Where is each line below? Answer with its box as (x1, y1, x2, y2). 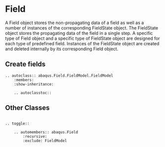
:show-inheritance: (14, 82, 54, 87)
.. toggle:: (5, 121, 30, 126)
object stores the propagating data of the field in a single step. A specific (5, 30, 153, 36)
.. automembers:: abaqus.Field (14, 129, 78, 135)
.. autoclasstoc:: (14, 90, 52, 95)
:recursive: (23, 134, 48, 139)
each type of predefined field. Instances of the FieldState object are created (5, 40, 160, 46)
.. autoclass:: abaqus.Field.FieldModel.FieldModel (5, 73, 113, 78)
